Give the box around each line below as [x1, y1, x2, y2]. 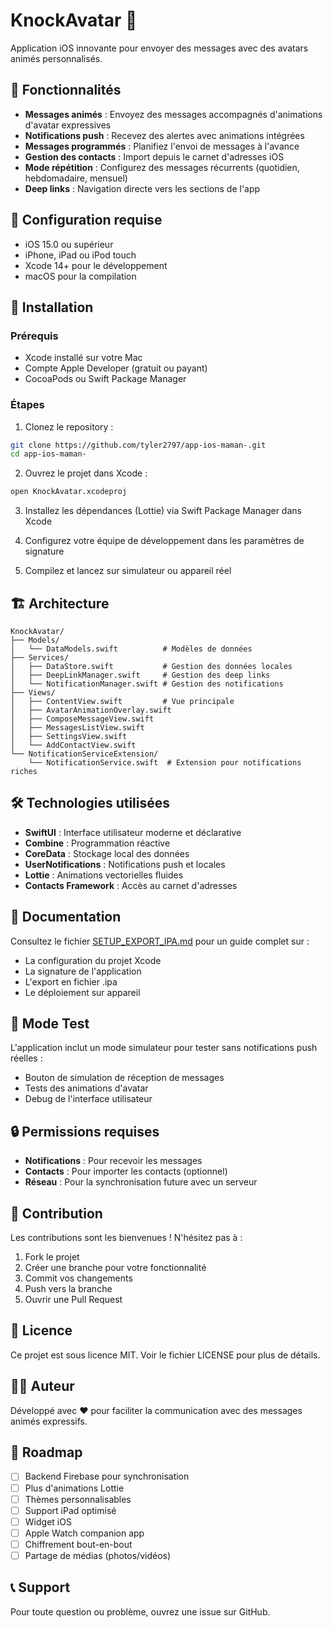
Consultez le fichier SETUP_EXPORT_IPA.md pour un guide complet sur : [10, 935, 310, 947]
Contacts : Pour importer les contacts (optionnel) [24, 1165, 228, 1178]
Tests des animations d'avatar [24, 1082, 149, 1094]
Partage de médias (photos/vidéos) [24, 1549, 172, 1561]
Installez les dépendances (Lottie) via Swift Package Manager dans [24, 505, 302, 517]
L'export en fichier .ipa [24, 975, 118, 988]
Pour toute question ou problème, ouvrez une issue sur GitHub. [10, 1605, 271, 1618]
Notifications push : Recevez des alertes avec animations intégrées [24, 129, 305, 141]
